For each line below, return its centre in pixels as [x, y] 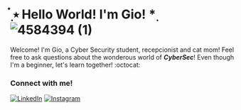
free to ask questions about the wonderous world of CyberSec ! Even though [122, 57]
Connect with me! [42, 83]
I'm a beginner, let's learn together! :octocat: [75, 65]
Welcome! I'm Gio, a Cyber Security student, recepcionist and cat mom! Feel [122, 50]
